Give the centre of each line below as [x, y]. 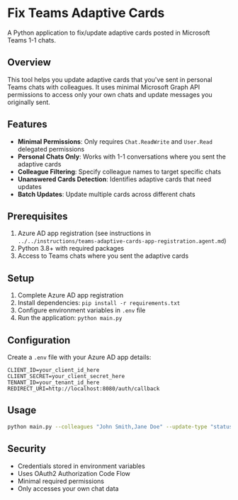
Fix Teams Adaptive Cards [86, 13]
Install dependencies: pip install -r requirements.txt [99, 303]
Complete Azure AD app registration [70, 295]
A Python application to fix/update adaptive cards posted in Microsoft [109, 33]
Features [27, 124]
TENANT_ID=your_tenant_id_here [53, 382]
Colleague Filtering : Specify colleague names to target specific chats [119, 171]
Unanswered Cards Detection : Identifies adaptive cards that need [114, 179]
